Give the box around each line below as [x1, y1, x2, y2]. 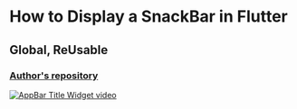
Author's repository [9, 69, 99, 82]
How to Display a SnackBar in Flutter [9, 6, 288, 27]
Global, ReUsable [9, 42, 109, 58]
